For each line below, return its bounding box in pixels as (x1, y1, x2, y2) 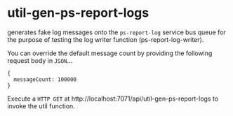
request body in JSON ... (7, 56, 72, 64)
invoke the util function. (7, 101, 75, 110)
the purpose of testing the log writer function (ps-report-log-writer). (7, 35, 204, 43)
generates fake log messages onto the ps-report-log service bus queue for (7, 28, 226, 36)
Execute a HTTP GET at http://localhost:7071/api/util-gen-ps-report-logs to (7, 94, 219, 103)
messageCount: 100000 (13, 75, 77, 83)
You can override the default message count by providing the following (7, 49, 213, 57)
